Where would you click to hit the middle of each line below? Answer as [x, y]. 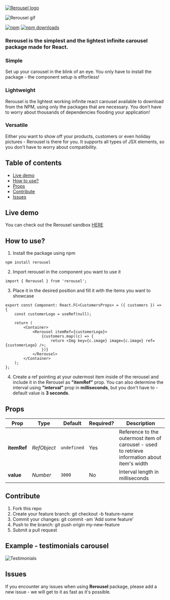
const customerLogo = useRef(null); [53, 314]
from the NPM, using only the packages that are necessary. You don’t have [83, 107]
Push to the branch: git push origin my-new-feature [66, 524]
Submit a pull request [35, 530]
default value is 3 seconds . [41, 393]
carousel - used [138, 445]
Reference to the [139, 432]
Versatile [16, 125]
